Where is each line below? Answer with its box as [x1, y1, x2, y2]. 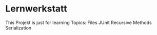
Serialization [5, 24, 32, 30]
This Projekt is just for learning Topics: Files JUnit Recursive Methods [5, 19, 152, 25]
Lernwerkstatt [5, 3, 68, 14]
